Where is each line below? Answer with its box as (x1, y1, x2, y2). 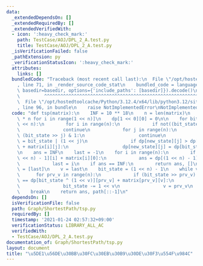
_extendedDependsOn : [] (11, 15, 71, 21)
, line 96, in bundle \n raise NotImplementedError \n (17, 104, 161, 111)
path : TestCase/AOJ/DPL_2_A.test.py (17, 37, 110, 43)
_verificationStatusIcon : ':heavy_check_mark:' (11, 59, 134, 65)
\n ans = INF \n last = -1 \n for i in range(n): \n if (17, 149, 196, 155)
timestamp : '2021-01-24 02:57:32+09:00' (11, 217, 115, 223)
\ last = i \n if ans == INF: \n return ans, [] (17, 161, 193, 167)
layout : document (6, 245, 50, 251)
